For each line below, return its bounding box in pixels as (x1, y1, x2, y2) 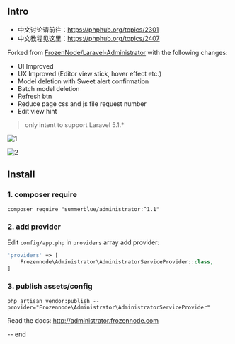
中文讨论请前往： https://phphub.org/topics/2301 (17, 25, 159, 34)
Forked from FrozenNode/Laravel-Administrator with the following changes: (7, 48, 228, 57)
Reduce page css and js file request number (17, 99, 147, 108)
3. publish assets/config (7, 282, 93, 292)
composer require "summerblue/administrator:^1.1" (7, 206, 160, 213)
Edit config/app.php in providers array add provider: (7, 238, 160, 247)
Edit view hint (17, 107, 57, 115)
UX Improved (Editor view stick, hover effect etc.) (17, 69, 162, 78)
